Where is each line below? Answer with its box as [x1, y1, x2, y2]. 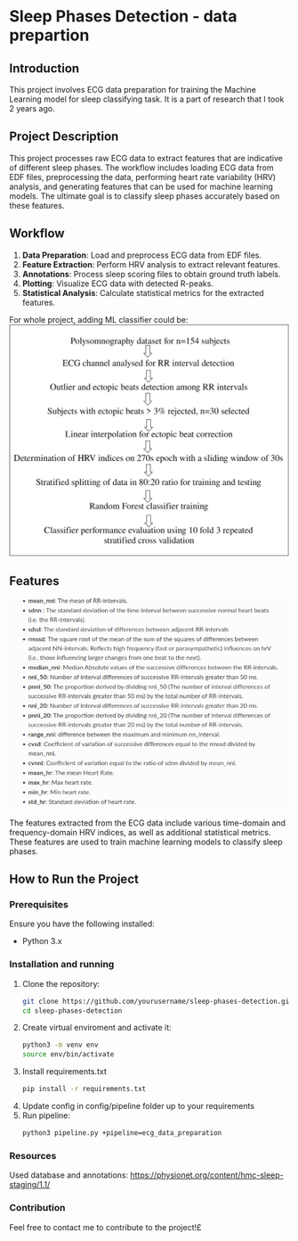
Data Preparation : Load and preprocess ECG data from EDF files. [21, 250, 262, 260]
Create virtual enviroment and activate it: [21, 1023, 172, 1033]
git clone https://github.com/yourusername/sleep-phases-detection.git [21, 997, 294, 1006]
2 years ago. [9, 103, 55, 113]
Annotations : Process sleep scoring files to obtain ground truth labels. [21, 268, 281, 279]
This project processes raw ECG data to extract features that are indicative [9, 152, 283, 163]
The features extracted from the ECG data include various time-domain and [9, 818, 286, 828]
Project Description [9, 129, 119, 144]
